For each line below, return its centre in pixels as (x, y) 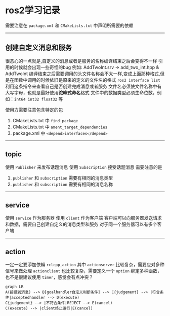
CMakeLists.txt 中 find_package (45, 120)
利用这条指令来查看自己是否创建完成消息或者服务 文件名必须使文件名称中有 (83, 86)
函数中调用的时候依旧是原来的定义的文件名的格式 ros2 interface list (87, 80)
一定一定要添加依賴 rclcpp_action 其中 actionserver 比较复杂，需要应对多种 (85, 265)
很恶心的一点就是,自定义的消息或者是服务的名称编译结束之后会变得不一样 (81, 61)
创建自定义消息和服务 (38, 48)
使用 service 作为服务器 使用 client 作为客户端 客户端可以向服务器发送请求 (83, 218)
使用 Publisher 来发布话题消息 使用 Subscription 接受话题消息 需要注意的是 (84, 167)
